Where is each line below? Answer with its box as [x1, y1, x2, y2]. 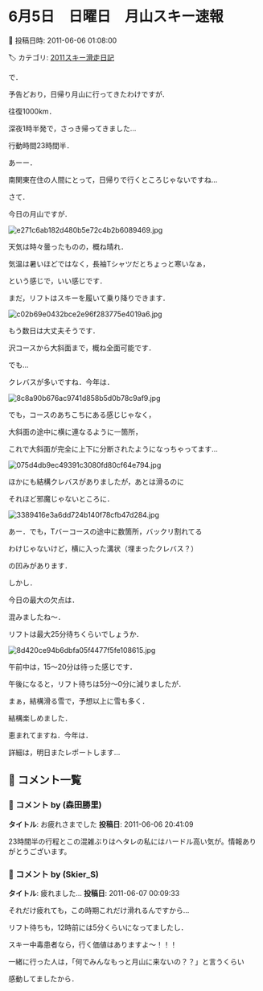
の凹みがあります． [8, 560, 72, 570]
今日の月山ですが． [8, 209, 72, 218]
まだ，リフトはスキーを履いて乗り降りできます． [8, 293, 171, 303]
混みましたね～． [8, 612, 65, 621]
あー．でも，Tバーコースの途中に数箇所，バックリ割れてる [8, 526, 203, 536]
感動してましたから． [8, 973, 79, 983]
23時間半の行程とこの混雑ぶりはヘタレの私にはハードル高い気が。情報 [8, 836, 243, 846]
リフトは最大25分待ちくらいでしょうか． [8, 629, 143, 638]
